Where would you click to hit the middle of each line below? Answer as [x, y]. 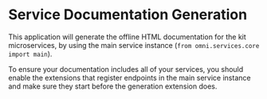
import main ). [30, 53]
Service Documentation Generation [128, 15]
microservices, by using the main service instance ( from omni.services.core [134, 45]
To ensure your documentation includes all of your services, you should [126, 69]
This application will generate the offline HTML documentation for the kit [128, 37]
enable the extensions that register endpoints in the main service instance [130, 77]
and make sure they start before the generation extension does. [113, 86]
